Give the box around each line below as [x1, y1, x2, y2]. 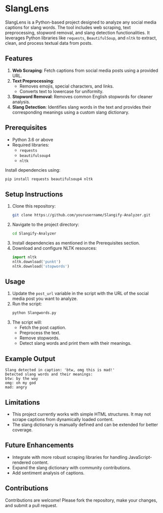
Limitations [5, 398, 40, 406]
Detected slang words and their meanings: [5, 372, 93, 377]
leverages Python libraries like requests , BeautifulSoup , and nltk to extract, [5, 35, 158, 41]
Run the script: [12, 301, 42, 307]
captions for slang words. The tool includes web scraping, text [5, 24, 131, 30]
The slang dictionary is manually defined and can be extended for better [12, 422, 158, 427]
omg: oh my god [5, 381, 36, 386]
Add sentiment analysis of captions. [12, 470, 85, 476]
